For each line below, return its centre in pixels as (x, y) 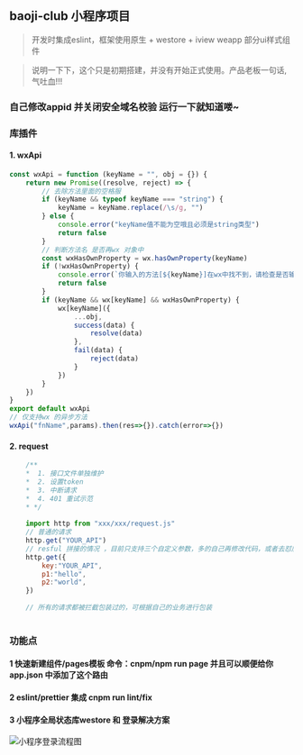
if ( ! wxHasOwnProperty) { (91, 267)
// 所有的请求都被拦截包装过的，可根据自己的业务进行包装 (119, 608)
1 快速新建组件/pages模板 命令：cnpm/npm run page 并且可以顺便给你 (141, 664)
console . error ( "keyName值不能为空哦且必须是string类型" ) (158, 225)
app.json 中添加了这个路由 (59, 675)
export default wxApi (50, 409)
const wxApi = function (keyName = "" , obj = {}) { (108, 174)
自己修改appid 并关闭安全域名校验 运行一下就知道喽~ (124, 106)
